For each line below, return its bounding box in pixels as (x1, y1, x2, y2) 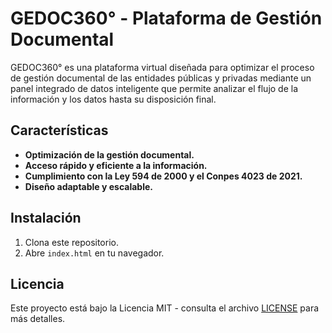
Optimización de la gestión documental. (24, 148, 195, 161)
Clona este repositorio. (24, 236, 119, 248)
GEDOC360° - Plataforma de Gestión (10, 7, 323, 30)
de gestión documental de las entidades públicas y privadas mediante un (10, 72, 312, 84)
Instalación (10, 210, 82, 227)
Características (10, 122, 109, 139)
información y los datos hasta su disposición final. (10, 93, 217, 105)
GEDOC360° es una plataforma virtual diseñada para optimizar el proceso (10, 61, 315, 73)
